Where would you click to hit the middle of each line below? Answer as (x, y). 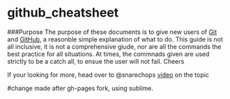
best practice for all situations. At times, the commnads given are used (108, 54)
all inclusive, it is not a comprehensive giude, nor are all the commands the (114, 46)
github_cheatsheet (63, 13)
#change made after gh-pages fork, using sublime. (80, 88)
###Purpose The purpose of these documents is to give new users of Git (112, 32)
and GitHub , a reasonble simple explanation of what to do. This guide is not (115, 39)
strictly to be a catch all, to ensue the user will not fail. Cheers (96, 61)
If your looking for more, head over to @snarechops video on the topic (108, 75)
